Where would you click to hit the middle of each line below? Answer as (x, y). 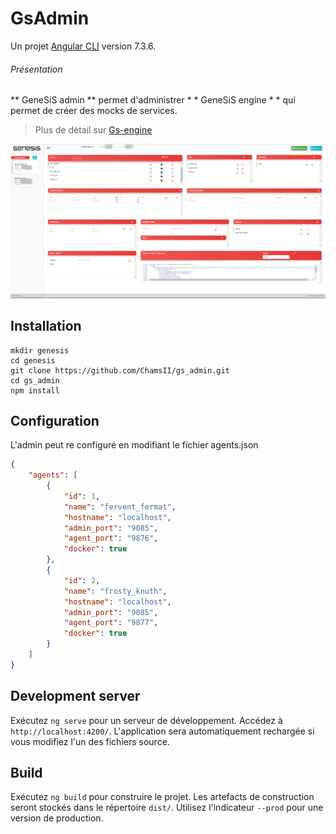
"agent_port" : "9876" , (111, 538)
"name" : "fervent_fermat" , (120, 507)
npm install (35, 390)
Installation (46, 326)
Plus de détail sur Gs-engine (93, 130)
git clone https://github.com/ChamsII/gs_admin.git (120, 370)
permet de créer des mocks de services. (94, 111)
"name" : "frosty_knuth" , (115, 591)
